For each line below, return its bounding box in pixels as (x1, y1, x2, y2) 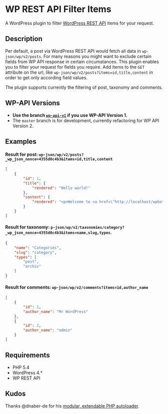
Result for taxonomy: (5, 224, 50, 230)
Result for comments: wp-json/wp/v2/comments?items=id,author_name (5, 284, 148, 290)
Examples (5, 137, 36, 146)
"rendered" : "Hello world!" (31, 185, 91, 190)
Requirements (5, 351, 50, 359)
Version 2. (12, 123, 34, 129)
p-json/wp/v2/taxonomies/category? (50, 225, 125, 230)
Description (5, 35, 42, 43)
